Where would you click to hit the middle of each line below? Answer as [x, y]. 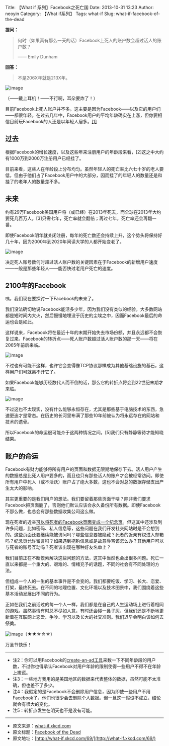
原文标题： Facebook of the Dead [47, 732]
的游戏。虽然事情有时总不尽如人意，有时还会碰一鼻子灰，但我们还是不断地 [82, 611]
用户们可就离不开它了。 [34, 372]
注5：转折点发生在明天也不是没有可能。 [54, 710]
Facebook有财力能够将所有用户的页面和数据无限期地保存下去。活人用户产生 [84, 469]
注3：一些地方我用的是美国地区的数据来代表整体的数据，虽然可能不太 [84, 679]
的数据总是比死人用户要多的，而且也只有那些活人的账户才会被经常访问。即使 [84, 476]
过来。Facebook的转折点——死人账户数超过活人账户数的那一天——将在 [83, 339]
